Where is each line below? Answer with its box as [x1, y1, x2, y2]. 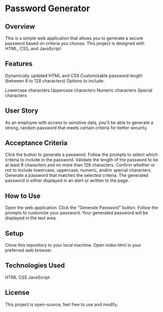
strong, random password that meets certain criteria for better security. [5, 125, 148, 131]
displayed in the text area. [5, 215, 57, 221]
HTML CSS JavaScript [5, 274, 50, 280]
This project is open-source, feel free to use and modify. [5, 301, 118, 307]
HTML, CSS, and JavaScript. [5, 46, 62, 51]
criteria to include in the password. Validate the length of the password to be [5, 157, 159, 163]
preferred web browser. [5, 247, 53, 253]
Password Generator [5, 3, 90, 14]
